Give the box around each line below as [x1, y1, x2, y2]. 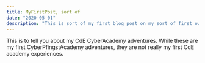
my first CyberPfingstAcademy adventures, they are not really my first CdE [6, 43, 194, 51]
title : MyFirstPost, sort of [6, 9, 81, 15]
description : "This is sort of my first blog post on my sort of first [6, 20, 192, 26]
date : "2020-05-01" [6, 15, 56, 21]
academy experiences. [6, 50, 64, 57]
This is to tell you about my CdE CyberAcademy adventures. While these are [6, 37, 198, 45]
